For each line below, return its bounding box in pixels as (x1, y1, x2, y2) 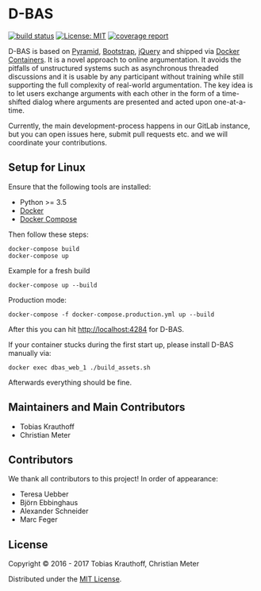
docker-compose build (8, 245, 80, 253)
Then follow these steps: (8, 230, 89, 239)
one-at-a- (213, 97, 247, 106)
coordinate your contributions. (8, 137, 107, 147)
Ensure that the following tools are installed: (8, 182, 152, 191)
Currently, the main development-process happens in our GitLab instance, (8, 121, 251, 130)
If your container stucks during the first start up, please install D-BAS (8, 339, 234, 350)
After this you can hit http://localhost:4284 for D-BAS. (8, 324, 185, 334)
